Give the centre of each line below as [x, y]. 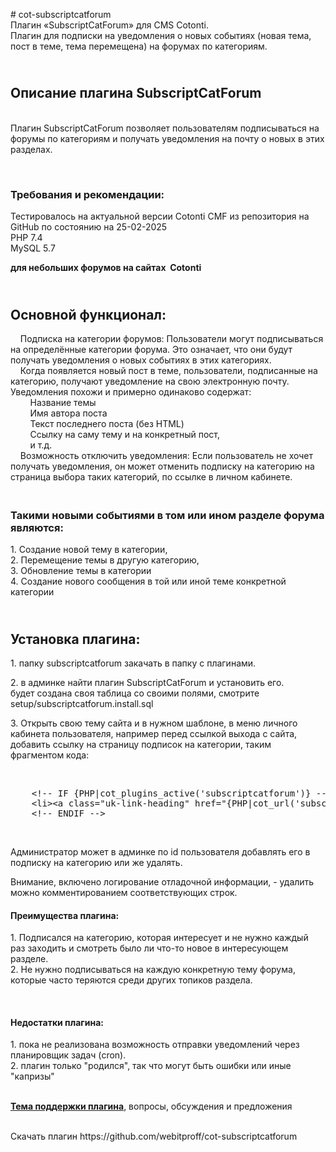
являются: [37, 527]
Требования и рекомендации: [87, 194]
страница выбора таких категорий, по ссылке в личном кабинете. [151, 476]
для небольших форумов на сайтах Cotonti [106, 268]
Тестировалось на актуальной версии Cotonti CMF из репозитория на [160, 216]
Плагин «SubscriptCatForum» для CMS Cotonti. [109, 25]
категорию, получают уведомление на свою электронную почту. [150, 381]
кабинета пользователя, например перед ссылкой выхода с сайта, [154, 734]
